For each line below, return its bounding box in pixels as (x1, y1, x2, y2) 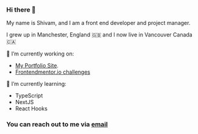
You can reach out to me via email (6, 120, 108, 129)
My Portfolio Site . (15, 62, 59, 69)
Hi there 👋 (6, 5, 37, 14)
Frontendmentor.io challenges (15, 68, 90, 76)
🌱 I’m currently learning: (6, 80, 67, 88)
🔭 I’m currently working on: (6, 50, 74, 57)
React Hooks (15, 105, 48, 112)
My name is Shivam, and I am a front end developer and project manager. (6, 19, 191, 27)
